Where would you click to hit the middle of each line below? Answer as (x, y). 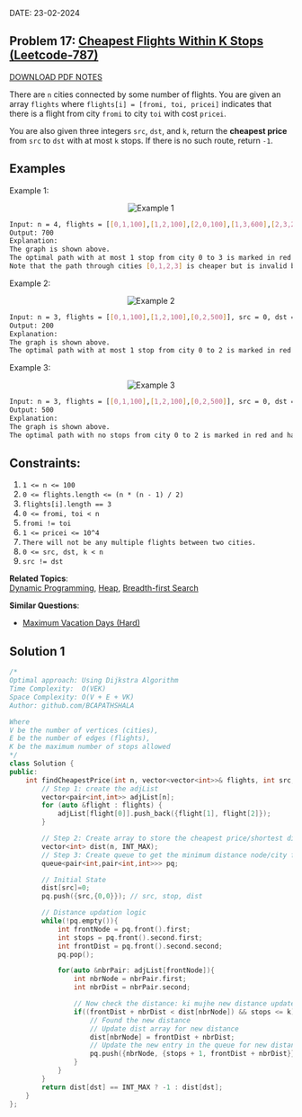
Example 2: (30, 283)
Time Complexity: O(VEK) (58, 689)
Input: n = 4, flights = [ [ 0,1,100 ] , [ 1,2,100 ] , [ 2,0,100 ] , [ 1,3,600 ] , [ (142, 224)
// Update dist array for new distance (164, 1029)
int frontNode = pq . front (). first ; (124, 929)
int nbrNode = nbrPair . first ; (130, 979)
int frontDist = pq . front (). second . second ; (140, 946)
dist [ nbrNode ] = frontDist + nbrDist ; (162, 1037)
